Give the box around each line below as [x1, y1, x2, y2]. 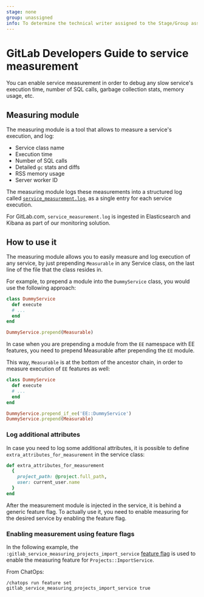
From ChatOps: [6, 568, 44, 576]
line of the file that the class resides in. [6, 265, 103, 273]
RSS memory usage [15, 170, 65, 177]
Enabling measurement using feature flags [6, 530, 135, 538]
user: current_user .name [17, 479, 80, 486]
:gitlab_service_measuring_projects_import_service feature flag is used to [6, 550, 196, 558]
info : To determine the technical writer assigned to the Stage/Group [6, 20, 189, 26]
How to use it [6, 237, 57, 247]
